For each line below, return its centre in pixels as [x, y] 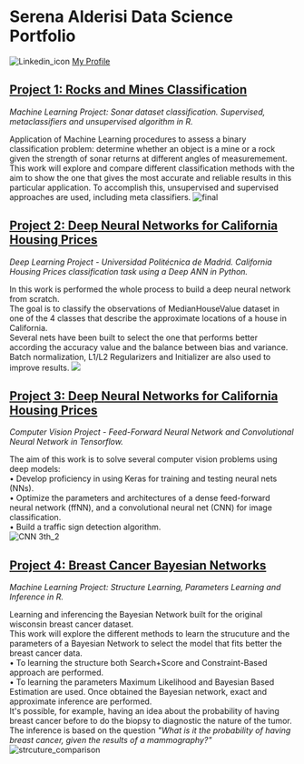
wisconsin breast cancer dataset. [72, 624]
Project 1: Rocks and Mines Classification [128, 90]
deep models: [35, 469]
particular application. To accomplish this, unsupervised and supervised [144, 187]
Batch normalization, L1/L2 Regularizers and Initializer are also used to [140, 357]
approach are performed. [57, 673]
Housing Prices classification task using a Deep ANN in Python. [128, 271]
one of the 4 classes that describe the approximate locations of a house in [148, 318]
